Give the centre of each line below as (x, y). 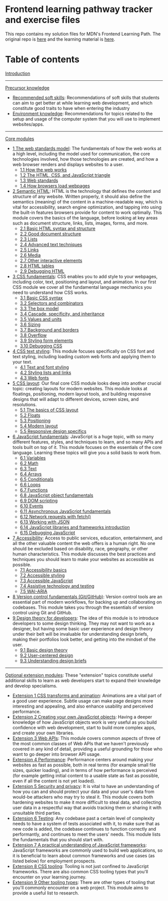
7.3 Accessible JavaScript (46, 581)
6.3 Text (28, 469)
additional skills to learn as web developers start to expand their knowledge (83, 680)
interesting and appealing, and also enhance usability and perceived (83, 706)
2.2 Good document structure (50, 234)
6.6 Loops (30, 484)
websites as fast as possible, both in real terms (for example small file (84, 765)
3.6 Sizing (30, 324)
